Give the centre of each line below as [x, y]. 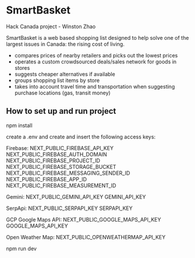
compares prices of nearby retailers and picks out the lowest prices [96, 55]
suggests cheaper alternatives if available [65, 74]
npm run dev [21, 248]
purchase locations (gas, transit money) [62, 93]
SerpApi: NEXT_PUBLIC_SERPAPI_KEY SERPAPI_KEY [69, 208]
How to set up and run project [61, 111]
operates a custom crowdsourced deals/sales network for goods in [95, 62]
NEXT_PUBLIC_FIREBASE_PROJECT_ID [53, 160]
